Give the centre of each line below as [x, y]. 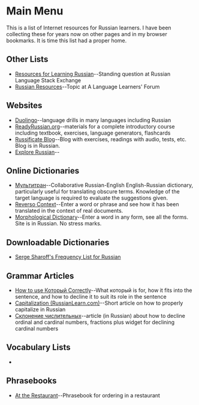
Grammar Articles [40, 276]
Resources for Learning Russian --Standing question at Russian [93, 74]
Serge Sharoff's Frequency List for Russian [68, 257]
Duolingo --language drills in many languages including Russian [93, 120]
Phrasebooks [31, 381]
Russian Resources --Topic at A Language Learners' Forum [87, 87]
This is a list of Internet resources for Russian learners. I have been [89, 28]
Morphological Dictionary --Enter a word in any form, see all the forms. [102, 217]
